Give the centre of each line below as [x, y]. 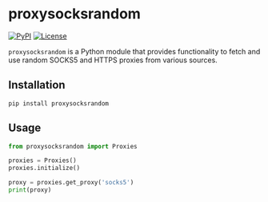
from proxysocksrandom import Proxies [73, 146]
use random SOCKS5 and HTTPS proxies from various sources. [113, 60]
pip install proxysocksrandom [59, 103]
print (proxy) [30, 190]
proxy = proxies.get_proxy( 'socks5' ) [71, 183]
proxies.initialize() [44, 168]
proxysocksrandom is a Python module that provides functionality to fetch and [134, 51]
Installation [37, 85]
